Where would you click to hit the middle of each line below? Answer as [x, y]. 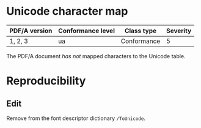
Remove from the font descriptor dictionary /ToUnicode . [76, 118]
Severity [179, 31]
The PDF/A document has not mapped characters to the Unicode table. [96, 56]
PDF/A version [31, 31]
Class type [141, 31]
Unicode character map [67, 11]
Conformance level [86, 31]
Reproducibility [46, 81]
